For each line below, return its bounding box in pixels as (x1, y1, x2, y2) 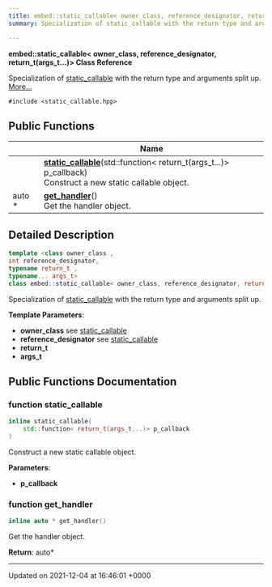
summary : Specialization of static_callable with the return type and (8, 19, 252, 28)
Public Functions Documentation (8, 374, 177, 389)
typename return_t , (8, 264, 79, 272)
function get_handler (8, 499, 93, 510)
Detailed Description (8, 228, 115, 241)
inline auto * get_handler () (8, 517, 107, 525)
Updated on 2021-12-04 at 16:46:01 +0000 (8, 570, 151, 580)
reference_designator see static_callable (19, 334, 159, 344)
